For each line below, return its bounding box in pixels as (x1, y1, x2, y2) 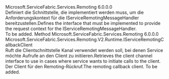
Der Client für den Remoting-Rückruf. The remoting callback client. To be (5, 64, 158, 69)
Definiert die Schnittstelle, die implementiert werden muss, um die (5, 9, 144, 15)
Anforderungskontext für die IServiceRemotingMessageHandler (5, 15, 139, 21)
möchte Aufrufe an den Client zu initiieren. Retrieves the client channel (5, 52, 153, 59)
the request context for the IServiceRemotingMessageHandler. (5, 25, 137, 32)
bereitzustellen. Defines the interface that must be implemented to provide (5, 20, 161, 26)
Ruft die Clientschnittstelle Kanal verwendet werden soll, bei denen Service (5, 47, 163, 53)
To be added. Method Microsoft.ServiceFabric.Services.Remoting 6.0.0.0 (5, 31, 159, 37)
